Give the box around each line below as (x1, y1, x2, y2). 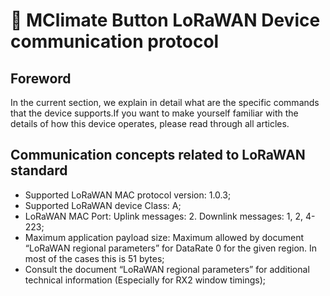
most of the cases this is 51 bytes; (24, 252, 165, 264)
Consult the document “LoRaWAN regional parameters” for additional (24, 263, 310, 275)
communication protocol (10, 30, 220, 53)
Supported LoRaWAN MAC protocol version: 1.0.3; (24, 189, 232, 201)
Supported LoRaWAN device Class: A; (24, 199, 182, 211)
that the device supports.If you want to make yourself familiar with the (10, 107, 299, 119)
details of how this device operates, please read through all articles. (10, 118, 290, 129)
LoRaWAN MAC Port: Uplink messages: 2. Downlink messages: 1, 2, (24, 210, 304, 222)
